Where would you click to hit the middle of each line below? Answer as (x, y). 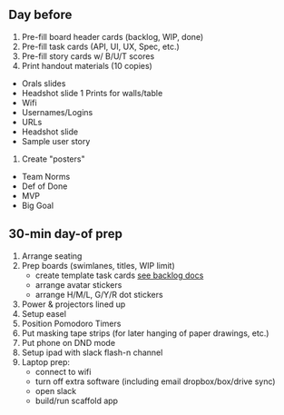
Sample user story (56, 141)
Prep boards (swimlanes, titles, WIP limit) (98, 265)
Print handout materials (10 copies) (87, 65)
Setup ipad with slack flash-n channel (92, 352)
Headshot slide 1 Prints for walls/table (92, 93)
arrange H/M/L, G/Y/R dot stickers (99, 294)
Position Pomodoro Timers (71, 323)
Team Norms (46, 176)
